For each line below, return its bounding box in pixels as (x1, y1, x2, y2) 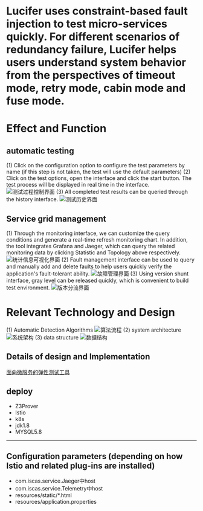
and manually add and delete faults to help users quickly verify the (6, 263, 172, 270)
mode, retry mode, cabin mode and (6, 82, 186, 95)
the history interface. (6, 196, 59, 203)
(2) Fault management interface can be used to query (61, 256, 195, 263)
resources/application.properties (14, 498, 97, 506)
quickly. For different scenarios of (6, 30, 180, 43)
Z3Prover (14, 402, 39, 410)
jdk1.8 (14, 422, 30, 429)
